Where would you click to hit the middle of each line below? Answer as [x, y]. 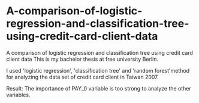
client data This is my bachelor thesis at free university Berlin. [82, 59]
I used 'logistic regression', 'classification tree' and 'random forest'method [98, 70]
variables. [18, 95]
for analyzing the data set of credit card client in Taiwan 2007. [82, 77]
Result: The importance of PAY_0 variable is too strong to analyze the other [99, 88]
